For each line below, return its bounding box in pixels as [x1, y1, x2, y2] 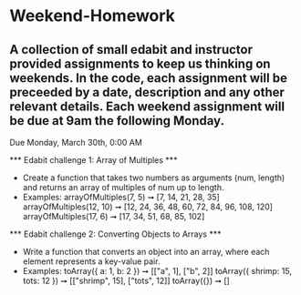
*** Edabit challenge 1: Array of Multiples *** [9, 155, 178, 165]
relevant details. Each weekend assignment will [9, 98, 285, 114]
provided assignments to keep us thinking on [9, 56, 271, 71]
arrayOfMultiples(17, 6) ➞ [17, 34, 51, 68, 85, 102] [22, 211, 205, 221]
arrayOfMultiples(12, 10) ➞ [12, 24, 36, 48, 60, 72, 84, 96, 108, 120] [22, 201, 274, 212]
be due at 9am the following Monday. [9, 113, 225, 128]
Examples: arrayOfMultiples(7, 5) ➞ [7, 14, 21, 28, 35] [22, 192, 221, 202]
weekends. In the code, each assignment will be [9, 70, 287, 86]
